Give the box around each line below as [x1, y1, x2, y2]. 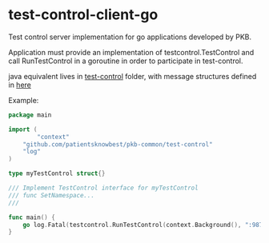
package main [8, 110, 52, 119]
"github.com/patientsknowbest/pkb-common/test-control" [22, 140, 214, 149]
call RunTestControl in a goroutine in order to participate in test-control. [8, 56, 243, 66]
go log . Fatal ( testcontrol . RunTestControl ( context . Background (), [22, 221, 242, 229]
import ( [8, 125, 38, 133]
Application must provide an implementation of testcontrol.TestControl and [8, 47, 255, 57]
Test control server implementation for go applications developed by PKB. [8, 32, 252, 42]
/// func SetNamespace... [8, 191, 94, 199]
